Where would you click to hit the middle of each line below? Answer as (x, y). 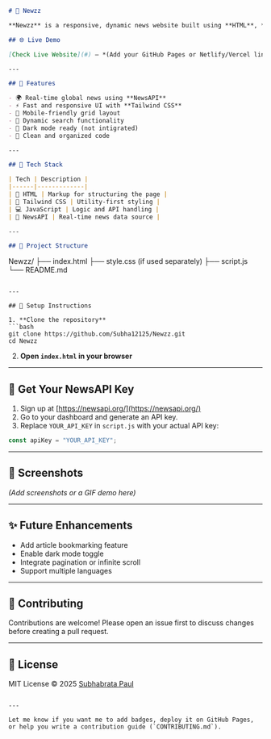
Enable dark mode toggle (62, 553)
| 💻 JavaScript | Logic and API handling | (84, 209)
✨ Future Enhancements (71, 526)
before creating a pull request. (58, 632)
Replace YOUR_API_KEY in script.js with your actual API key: (119, 426)
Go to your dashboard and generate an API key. (99, 417)
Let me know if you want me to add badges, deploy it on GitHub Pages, (131, 720)
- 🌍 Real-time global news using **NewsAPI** (88, 98)
